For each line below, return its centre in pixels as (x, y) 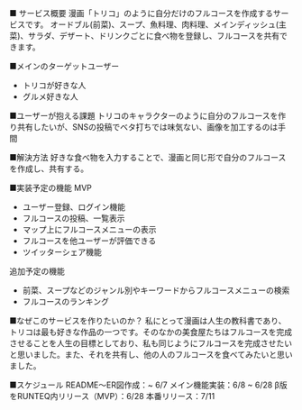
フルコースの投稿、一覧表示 (73, 218)
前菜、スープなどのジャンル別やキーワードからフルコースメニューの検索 (156, 290)
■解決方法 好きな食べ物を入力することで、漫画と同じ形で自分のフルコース (148, 157)
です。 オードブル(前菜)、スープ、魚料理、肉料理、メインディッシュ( (152, 24)
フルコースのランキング (66, 301)
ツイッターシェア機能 (62, 252)
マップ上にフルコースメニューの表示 (89, 229)
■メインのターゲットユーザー (64, 66)
